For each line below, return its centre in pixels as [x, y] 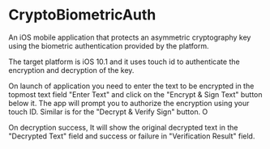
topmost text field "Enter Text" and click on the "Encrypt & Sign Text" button [135, 94]
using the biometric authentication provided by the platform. [109, 45]
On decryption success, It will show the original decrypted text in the [123, 127]
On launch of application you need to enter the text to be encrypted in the [131, 86]
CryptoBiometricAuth [82, 15]
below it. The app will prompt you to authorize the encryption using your [129, 103]
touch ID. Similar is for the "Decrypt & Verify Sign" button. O [108, 112]
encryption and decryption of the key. [71, 70]
